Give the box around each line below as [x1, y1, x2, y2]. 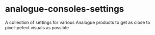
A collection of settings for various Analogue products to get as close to [5, 19, 151, 25]
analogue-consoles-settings [5, 3, 124, 15]
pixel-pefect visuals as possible [5, 24, 69, 30]
